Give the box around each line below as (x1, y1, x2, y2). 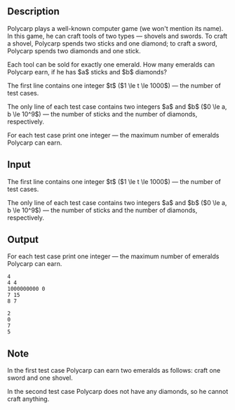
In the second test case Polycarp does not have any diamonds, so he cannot (7, 388, 229, 396)
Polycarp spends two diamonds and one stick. (7, 46, 142, 55)
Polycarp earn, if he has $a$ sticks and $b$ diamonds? (7, 67, 167, 76)
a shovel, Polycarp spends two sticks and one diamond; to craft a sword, (7, 39, 217, 48)
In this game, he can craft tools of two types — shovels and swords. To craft (7, 32, 228, 40)
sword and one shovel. (7, 373, 73, 382)
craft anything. (7, 395, 50, 403)
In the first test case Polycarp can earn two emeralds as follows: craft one (7, 366, 221, 375)
